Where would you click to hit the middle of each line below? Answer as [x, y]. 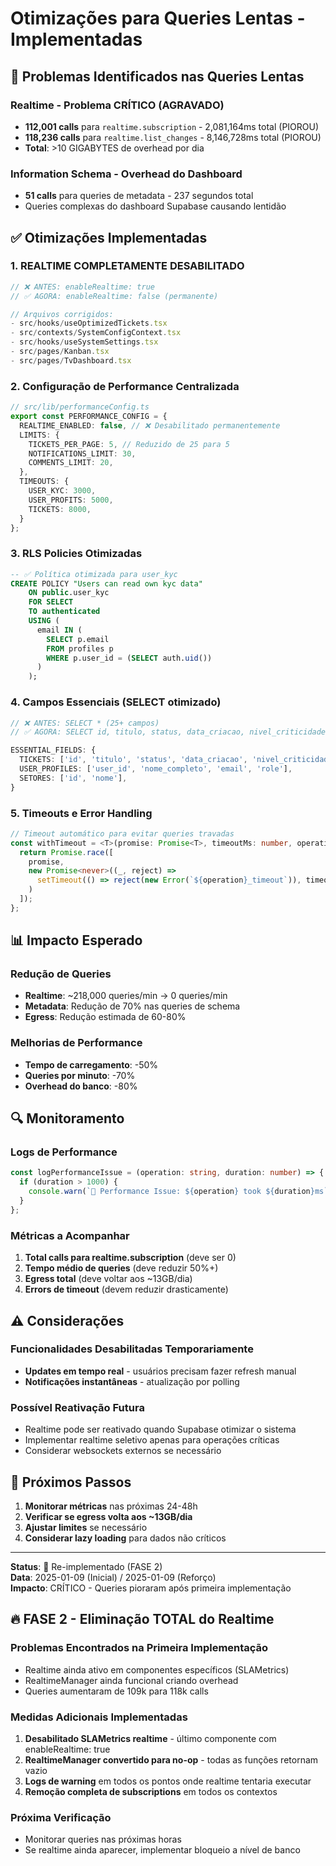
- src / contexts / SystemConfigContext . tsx [96, 333]
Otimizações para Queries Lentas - [158, 18]
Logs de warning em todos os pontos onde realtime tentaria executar [168, 1781]
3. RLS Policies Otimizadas [76, 554]
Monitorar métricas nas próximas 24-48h [111, 1506]
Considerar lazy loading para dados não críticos [125, 1538]
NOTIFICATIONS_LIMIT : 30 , [82, 453]
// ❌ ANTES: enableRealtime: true [82, 287]
